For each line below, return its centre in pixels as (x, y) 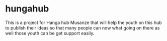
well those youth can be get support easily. (50, 33)
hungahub (27, 9)
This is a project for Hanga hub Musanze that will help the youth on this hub (83, 22)
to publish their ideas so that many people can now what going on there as (82, 27)
